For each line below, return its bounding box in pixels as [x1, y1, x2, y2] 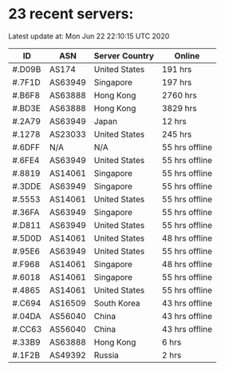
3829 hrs [162, 102, 197, 114]
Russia [93, 349, 120, 361]
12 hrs [162, 115, 187, 126]
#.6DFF [12, 142, 41, 153]
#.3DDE [12, 181, 41, 192]
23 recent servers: [8, 5, 134, 23]
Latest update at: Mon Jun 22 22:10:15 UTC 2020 [8, 31, 170, 41]
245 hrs [162, 129, 192, 140]
